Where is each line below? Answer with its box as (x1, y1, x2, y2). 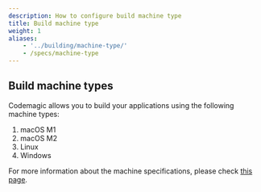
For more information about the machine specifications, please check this (8, 166, 253, 176)
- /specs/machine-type (23, 49, 99, 57)
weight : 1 (8, 27, 42, 35)
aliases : (8, 34, 38, 43)
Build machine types (8, 79, 114, 93)
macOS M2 (19, 133, 58, 143)
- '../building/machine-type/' (23, 42, 128, 50)
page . (8, 174, 28, 184)
